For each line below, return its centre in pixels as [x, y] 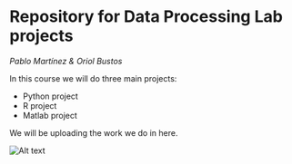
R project [40, 105]
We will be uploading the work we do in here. [94, 132]
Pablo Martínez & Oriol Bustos [66, 61]
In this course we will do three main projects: [93, 78]
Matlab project [50, 115]
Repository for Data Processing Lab [146, 17]
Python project [50, 96]
